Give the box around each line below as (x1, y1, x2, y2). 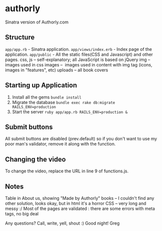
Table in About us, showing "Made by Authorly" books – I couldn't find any (5, 195, 155, 201)
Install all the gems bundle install (12, 94, 82, 100)
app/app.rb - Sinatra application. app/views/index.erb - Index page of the (5, 46, 152, 52)
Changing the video (5, 155, 66, 164)
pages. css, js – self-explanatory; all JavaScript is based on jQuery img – (5, 57, 150, 63)
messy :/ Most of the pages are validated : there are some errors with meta (5, 206, 155, 211)
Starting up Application (5, 81, 77, 89)
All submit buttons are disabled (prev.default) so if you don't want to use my (5, 136, 157, 142)
